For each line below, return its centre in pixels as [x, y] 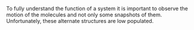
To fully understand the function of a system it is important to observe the [97, 9]
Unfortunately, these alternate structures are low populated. [80, 21]
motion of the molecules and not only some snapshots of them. [84, 15]
